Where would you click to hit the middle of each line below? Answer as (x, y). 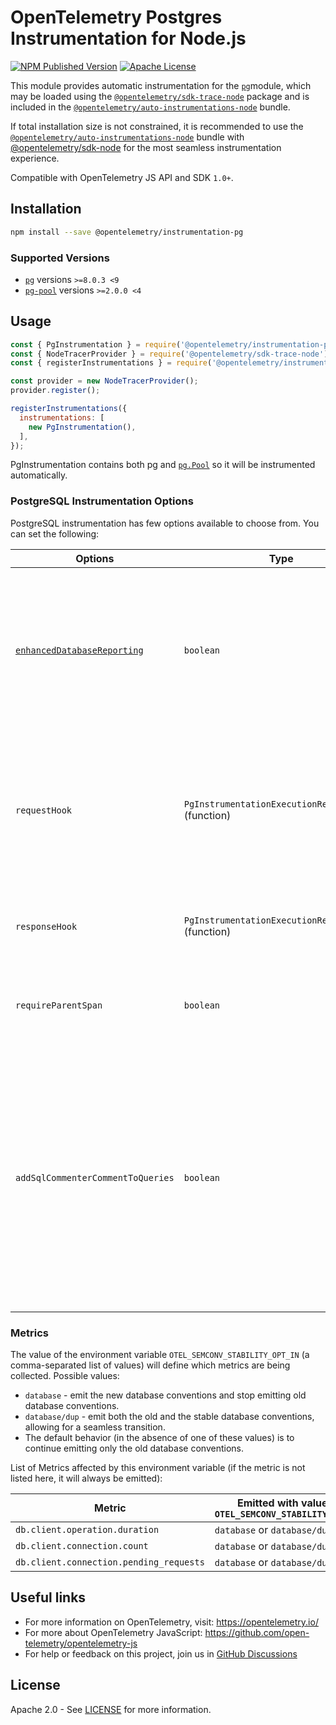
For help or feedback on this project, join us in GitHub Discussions (161, 1653)
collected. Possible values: (65, 1376)
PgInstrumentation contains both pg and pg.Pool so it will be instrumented (163, 465)
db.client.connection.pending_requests (110, 1562)
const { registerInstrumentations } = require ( (111, 363)
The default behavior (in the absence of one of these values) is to (159, 1438)
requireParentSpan (59, 1005)
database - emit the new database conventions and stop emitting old (165, 1395)
